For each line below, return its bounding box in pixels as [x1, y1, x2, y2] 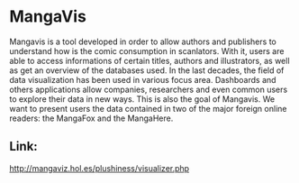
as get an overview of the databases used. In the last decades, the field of [9, 65, 285, 76]
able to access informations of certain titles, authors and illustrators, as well [9, 55, 290, 66]
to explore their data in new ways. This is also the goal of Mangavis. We [9, 93, 276, 105]
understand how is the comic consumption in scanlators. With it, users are [9, 45, 285, 56]
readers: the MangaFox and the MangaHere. [9, 113, 174, 124]
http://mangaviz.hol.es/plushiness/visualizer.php [9, 162, 190, 173]
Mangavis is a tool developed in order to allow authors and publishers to [9, 36, 276, 47]
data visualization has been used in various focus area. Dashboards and [9, 74, 276, 85]
